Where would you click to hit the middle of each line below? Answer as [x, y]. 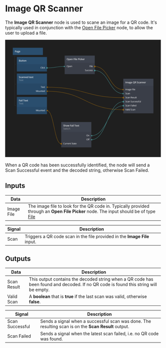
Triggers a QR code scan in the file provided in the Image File [87, 236]
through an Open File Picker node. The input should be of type [92, 211]
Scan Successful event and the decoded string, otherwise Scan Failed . [77, 170]
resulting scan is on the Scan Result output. [85, 327]
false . [35, 302]
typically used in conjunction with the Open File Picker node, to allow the [79, 27]
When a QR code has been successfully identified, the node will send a [77, 165]
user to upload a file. [26, 33]
